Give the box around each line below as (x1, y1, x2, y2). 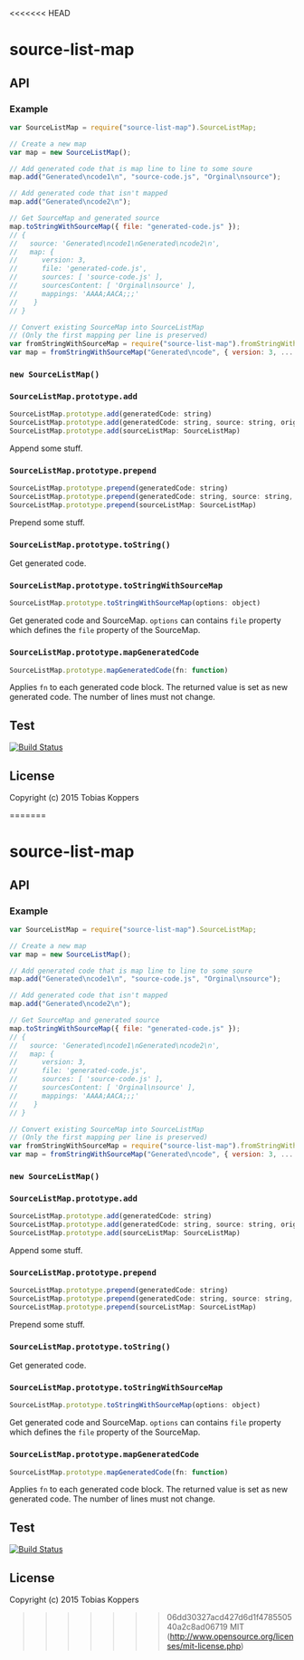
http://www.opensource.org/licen (169, 1631, 294, 1642)
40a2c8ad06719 (166, 1621, 228, 1633)
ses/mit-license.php (166, 1641, 242, 1652)
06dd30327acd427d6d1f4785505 (166, 1612, 292, 1623)
